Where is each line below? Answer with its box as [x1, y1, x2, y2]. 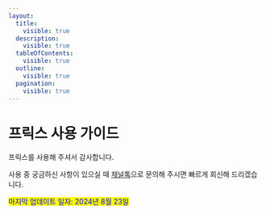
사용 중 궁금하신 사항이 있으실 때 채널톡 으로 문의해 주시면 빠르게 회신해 [8, 170, 230, 179]
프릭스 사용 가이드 [8, 124, 119, 142]
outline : [15, 65, 45, 73]
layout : [8, 11, 35, 20]
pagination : [15, 79, 56, 87]
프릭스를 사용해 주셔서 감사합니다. [8, 153, 114, 162]
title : [15, 19, 38, 27]
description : [15, 34, 60, 43]
